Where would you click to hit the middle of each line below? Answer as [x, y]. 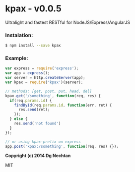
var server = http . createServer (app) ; [45, 78]
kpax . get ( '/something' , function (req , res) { [53, 96]
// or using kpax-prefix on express [43, 142]
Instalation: [19, 35]
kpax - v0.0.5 [34, 9]
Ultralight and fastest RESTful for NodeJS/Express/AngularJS [68, 22]
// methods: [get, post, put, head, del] [49, 91]
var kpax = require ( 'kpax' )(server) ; [44, 82]
